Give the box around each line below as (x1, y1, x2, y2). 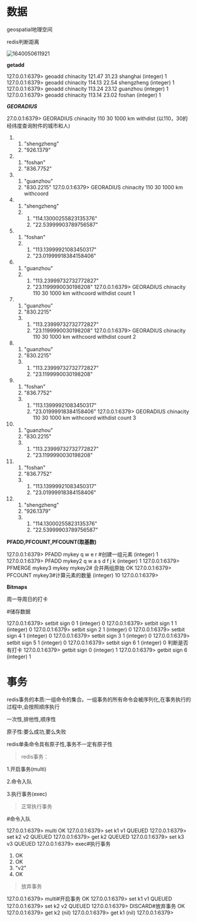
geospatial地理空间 (6, 26, 53, 33)
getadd (6, 61, 25, 68)
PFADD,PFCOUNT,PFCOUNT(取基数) (6, 538, 97, 545)
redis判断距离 (6, 38, 40, 45)
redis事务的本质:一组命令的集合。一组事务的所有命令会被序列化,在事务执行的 (6, 696, 191, 703)
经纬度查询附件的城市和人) (6, 122, 71, 129)
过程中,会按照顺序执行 (6, 703, 60, 710)
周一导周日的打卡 (6, 596, 48, 603)
